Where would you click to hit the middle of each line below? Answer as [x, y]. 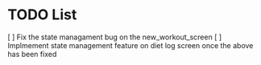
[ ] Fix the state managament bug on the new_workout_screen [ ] [115, 37]
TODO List [42, 15]
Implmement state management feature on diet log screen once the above [130, 45]
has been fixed [32, 54]
